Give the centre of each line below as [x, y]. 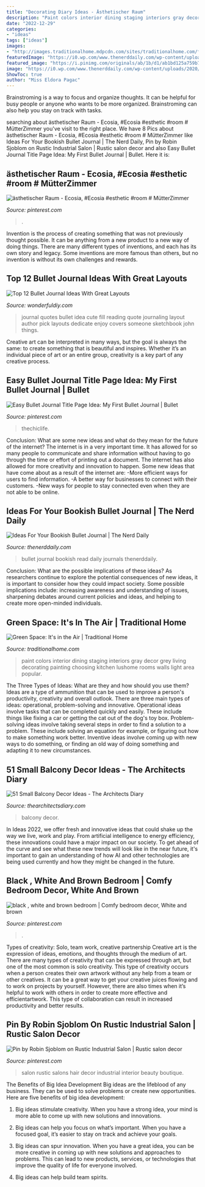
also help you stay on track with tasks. [54, 110]
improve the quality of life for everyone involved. [76, 1165]
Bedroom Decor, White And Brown [73, 891]
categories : [21, 29]
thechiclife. [35, 428]
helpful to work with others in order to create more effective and [87, 992]
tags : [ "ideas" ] [27, 40]
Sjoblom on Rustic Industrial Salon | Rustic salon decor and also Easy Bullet [101, 148]
